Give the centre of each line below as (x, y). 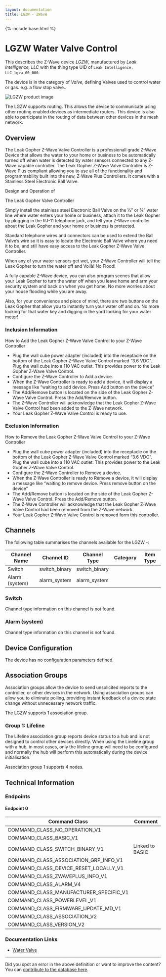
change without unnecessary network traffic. (51, 703)
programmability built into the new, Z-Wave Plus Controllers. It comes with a (82, 176)
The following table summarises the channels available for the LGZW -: (77, 542)
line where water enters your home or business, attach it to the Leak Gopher (83, 215)
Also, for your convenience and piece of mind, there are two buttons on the (82, 301)
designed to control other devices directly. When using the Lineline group (80, 742)
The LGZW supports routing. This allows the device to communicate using (81, 106)
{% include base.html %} (30, 28)
